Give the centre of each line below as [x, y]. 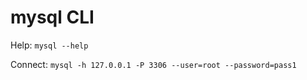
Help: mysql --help [49, 45]
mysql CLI [52, 17]
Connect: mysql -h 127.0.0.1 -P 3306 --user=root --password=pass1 [153, 64]
